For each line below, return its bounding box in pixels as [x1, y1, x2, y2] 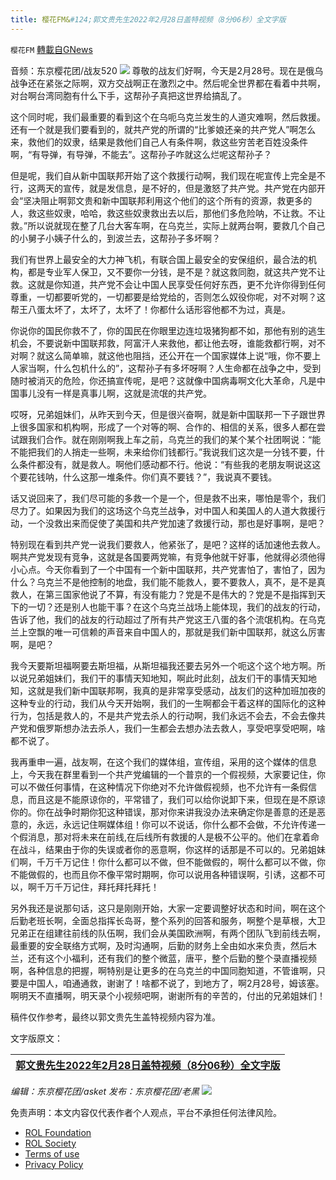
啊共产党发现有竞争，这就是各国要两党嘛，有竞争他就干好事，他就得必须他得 [10, 551, 326, 563]
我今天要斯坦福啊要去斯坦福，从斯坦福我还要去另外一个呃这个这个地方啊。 [10, 659, 317, 671]
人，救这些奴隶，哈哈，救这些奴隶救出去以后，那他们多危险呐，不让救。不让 [10, 207, 326, 219]
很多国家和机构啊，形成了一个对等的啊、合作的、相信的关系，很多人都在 [18, 421, 317, 433]
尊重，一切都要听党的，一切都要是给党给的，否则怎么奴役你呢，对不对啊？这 [10, 291, 326, 303]
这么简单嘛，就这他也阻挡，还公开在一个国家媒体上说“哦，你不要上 [44, 349, 322, 361]
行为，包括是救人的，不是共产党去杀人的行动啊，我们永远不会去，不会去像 [10, 709, 317, 721]
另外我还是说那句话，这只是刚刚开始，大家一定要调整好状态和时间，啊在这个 [10, 902, 326, 914]
